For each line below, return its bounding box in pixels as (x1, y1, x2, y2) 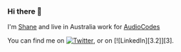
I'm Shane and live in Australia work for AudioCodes (7, 23, 160, 31)
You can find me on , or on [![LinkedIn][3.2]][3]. (7, 36, 175, 45)
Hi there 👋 (7, 6, 43, 16)
